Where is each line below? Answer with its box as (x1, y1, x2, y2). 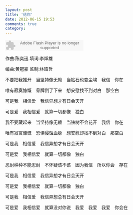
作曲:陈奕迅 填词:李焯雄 (5, 56, 53, 62)
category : (5, 26, 26, 31)
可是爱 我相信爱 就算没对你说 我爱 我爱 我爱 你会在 (5, 204, 128, 210)
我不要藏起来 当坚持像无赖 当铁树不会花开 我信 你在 (5, 119, 123, 125)
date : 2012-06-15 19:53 (5, 17, 55, 22)
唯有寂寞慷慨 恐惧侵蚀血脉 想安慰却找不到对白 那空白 (5, 130, 123, 136)
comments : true (5, 21, 37, 27)
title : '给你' (5, 12, 33, 17)
